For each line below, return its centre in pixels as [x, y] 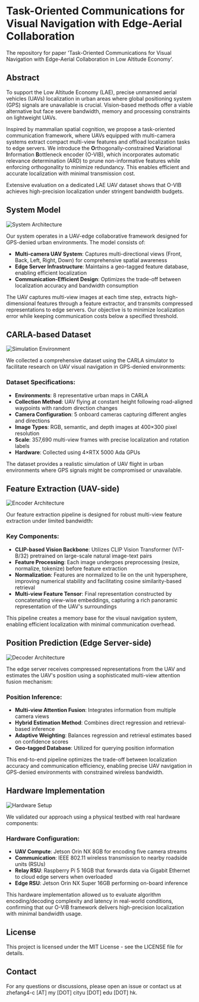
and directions [32, 421]
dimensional [21, 303]
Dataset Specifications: [41, 382]
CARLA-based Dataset [49, 334]
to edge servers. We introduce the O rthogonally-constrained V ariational [94, 148]
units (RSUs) [30, 864]
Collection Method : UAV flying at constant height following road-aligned [104, 402]
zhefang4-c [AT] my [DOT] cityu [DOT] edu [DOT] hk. [72, 992]
